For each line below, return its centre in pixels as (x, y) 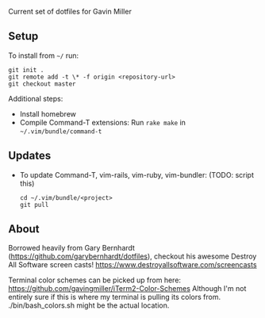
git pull (34, 205)
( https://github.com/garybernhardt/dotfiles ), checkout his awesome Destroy (132, 256)
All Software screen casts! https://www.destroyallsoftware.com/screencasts (132, 265)
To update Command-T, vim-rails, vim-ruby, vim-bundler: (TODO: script (136, 174)
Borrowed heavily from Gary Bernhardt (71, 248)
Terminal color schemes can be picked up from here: (94, 280)
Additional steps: (36, 98)
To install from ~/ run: (44, 56)
